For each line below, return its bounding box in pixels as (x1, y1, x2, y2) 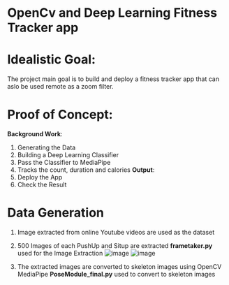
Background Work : (7, 130, 63, 138)
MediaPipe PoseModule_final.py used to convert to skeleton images (17, 270, 216, 278)
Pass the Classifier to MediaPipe (17, 159, 111, 167)
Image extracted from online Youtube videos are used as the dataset (17, 228, 215, 236)
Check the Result (17, 180, 67, 189)
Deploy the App (17, 173, 63, 182)
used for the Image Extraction (17, 249, 103, 257)
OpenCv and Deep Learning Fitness (7, 5, 218, 21)
